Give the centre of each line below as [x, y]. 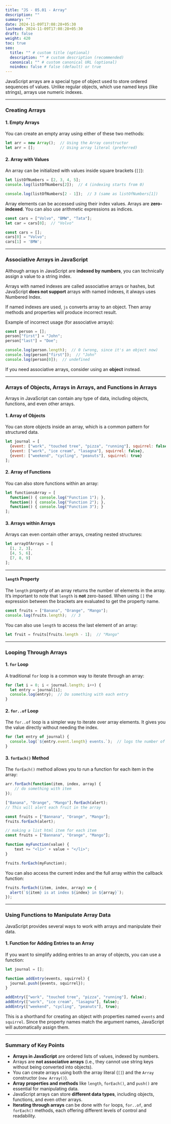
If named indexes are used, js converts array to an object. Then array [78, 307]
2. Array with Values [27, 159]
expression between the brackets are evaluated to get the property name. [82, 601]
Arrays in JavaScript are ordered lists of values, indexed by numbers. [86, 1056]
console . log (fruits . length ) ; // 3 [43, 615]
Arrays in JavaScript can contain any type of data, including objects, [77, 399]
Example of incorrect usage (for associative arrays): [60, 322]
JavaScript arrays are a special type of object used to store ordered [76, 82]
